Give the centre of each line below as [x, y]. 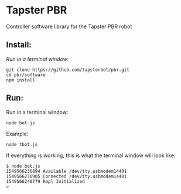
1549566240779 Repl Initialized [45, 181]
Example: [17, 134]
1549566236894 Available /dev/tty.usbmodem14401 [66, 171]
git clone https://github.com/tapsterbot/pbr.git [68, 70]
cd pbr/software [26, 75]
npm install [21, 80]
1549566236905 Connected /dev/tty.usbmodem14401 [66, 176]
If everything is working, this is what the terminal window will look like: [91, 155]
